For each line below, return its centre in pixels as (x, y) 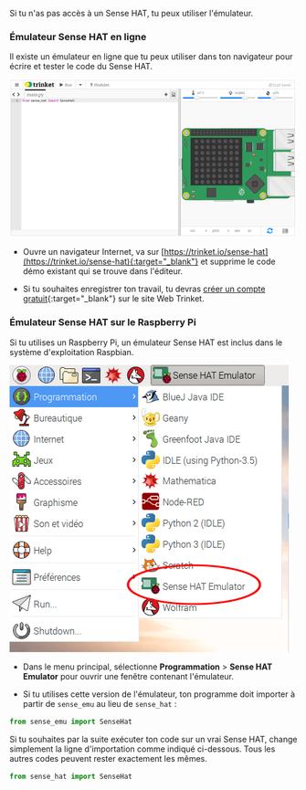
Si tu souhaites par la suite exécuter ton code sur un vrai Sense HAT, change (153, 739)
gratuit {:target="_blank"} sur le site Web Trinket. (113, 299)
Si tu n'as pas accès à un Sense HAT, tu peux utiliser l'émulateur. (132, 13)
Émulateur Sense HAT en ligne (78, 37)
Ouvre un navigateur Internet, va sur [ (93, 252)
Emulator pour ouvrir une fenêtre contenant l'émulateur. (128, 676)
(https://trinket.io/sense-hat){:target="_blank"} (111, 262)
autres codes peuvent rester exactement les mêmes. (108, 758)
